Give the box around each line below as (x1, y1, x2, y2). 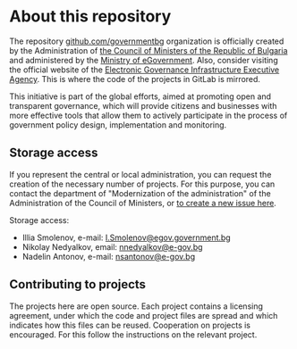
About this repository (9, 6, 172, 27)
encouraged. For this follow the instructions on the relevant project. (9, 328, 258, 340)
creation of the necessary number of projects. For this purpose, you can (9, 179, 276, 189)
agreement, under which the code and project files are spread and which (9, 310, 278, 320)
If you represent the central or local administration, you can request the (9, 169, 272, 179)
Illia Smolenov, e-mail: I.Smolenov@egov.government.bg (21, 232, 231, 243)
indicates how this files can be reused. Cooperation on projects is (9, 320, 251, 330)
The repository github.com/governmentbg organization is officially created (9, 36, 284, 46)
